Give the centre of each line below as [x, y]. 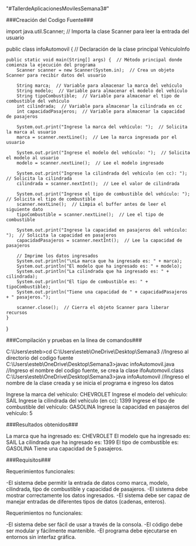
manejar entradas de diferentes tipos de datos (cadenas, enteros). [86, 501]
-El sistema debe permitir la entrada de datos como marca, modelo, [87, 483]
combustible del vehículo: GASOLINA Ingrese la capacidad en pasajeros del [97, 407]
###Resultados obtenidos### [42, 425]
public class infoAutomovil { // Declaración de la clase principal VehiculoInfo [98, 49]
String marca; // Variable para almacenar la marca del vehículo [99, 85]
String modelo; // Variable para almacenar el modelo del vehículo [102, 91]
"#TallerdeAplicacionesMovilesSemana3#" [58, 9]
